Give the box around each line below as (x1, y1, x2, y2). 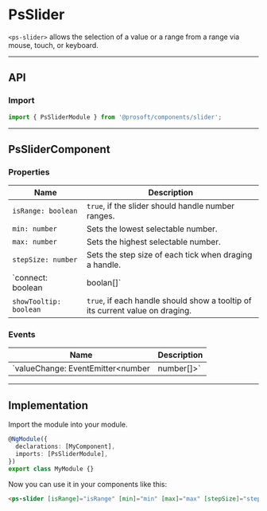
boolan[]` (86, 277, 122, 289)
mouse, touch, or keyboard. (8, 40, 99, 49)
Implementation (8, 399, 89, 412)
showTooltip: (12, 297, 62, 306)
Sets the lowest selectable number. (86, 223, 218, 234)
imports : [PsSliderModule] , (15, 450, 109, 458)
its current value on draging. (86, 305, 192, 316)
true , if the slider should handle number (86, 201, 235, 212)
